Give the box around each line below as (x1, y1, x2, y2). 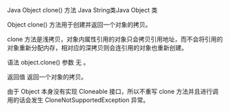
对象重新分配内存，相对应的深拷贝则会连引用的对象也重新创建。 (7, 44, 187, 51)
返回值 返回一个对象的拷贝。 (7, 73, 87, 81)
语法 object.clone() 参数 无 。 (7, 58, 90, 66)
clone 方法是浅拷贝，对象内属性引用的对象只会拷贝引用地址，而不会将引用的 (7, 35, 223, 43)
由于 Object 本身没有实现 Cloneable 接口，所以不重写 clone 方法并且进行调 (7, 88, 218, 95)
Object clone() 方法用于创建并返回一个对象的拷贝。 (7, 21, 152, 29)
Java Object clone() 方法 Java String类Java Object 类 (7, 6, 158, 14)
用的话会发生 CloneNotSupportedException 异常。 (7, 96, 150, 104)
